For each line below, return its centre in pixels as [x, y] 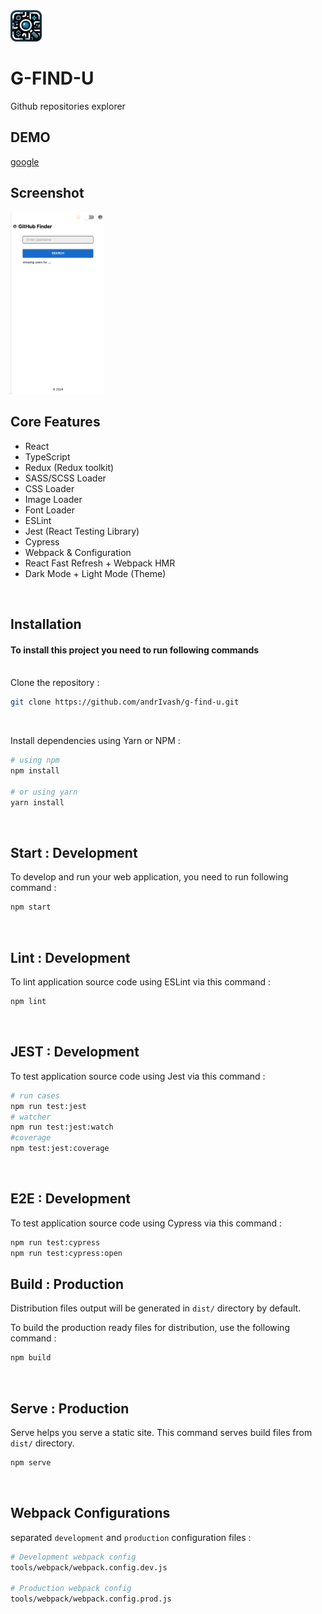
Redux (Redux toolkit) [69, 467]
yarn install [37, 802]
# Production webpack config [71, 1589]
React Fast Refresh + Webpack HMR [100, 563]
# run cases [35, 1095]
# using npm [35, 760]
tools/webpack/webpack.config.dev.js [89, 1567]
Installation [46, 624]
